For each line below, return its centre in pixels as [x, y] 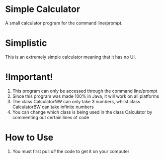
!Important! [29, 77]
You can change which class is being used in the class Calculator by [82, 112]
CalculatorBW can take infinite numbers [53, 107]
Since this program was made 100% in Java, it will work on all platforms [86, 96]
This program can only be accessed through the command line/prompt [85, 91]
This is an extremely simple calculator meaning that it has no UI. [71, 57]
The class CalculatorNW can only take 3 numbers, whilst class [76, 101]
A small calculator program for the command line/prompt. [64, 23]
